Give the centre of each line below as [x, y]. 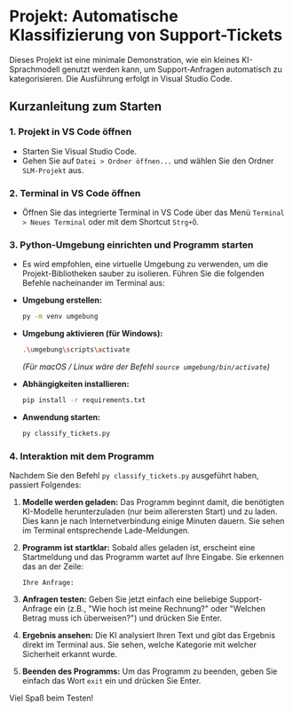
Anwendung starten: [61, 417]
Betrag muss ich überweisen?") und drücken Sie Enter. [122, 618]
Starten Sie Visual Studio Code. [79, 151]
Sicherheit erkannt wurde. [70, 654]
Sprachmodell [35, 69]
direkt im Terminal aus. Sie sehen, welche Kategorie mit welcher [139, 645]
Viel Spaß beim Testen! [51, 698]
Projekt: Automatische [94, 16]
